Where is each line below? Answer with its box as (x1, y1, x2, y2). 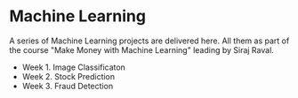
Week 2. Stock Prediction (21, 71, 116, 81)
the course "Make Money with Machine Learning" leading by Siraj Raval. (9, 44, 274, 55)
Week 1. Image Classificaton (21, 62, 126, 72)
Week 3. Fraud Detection (21, 80, 114, 91)
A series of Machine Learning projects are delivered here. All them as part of (9, 35, 290, 46)
